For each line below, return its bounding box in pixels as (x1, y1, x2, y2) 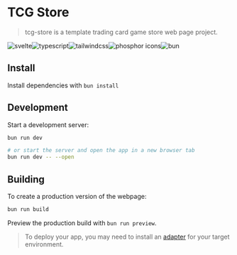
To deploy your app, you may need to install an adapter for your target (24, 232, 230, 241)
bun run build (7, 206, 50, 213)
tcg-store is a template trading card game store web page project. (24, 28, 218, 36)
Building (7, 173, 45, 185)
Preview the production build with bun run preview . (7, 218, 158, 227)
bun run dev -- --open (7, 153, 75, 161)
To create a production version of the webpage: (7, 192, 147, 200)
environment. (24, 239, 64, 249)
